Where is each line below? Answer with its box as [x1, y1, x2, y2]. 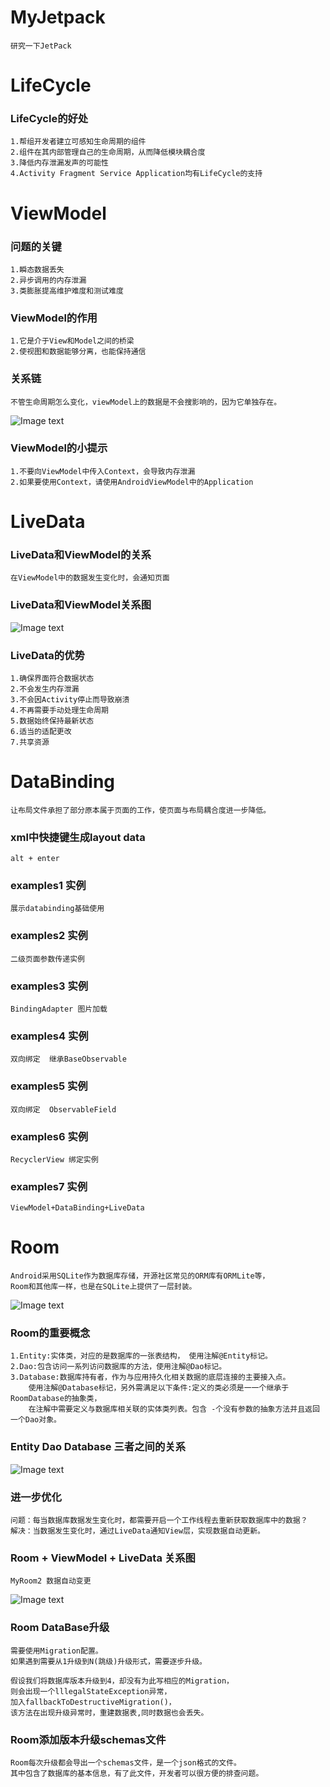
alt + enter [10, 854, 60, 864]
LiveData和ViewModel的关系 [10, 547, 152, 561]
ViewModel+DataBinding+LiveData [10, 1203, 145, 1213]
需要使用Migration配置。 [10, 1646, 103, 1656]
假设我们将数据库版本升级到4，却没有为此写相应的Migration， [10, 1676, 234, 1686]
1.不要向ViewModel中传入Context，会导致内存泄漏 [10, 466, 196, 476]
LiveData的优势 [10, 648, 85, 662]
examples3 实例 [10, 979, 89, 993]
